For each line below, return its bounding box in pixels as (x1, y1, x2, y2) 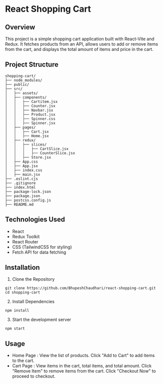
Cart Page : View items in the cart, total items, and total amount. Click (12, 363, 152, 369)
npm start (5, 326, 25, 331)
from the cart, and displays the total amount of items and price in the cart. (5, 47, 154, 52)
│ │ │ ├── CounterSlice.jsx (5, 150, 76, 155)
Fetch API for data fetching (12, 249, 66, 255)
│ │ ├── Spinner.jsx (5, 120, 56, 125)
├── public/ (5, 82, 29, 87)
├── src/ (5, 86, 23, 91)
